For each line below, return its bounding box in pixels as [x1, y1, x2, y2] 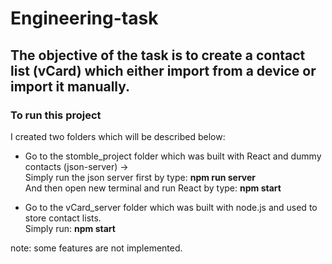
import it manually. [10, 78, 131, 95]
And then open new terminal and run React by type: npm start [24, 182, 282, 194]
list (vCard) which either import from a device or [10, 62, 317, 79]
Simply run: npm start [24, 222, 116, 234]
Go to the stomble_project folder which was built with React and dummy [24, 150, 322, 162]
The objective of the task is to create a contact [10, 47, 306, 64]
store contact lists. [24, 212, 102, 224]
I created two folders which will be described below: [10, 130, 226, 142]
